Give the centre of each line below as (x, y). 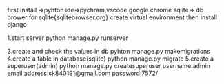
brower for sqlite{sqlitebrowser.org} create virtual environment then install (112, 17)
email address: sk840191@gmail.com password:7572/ (83, 73)
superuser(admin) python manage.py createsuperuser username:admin (109, 66)
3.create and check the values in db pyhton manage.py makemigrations (109, 51)
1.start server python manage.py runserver (68, 38)
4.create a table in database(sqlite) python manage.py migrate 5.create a (111, 59)
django (17, 24)
